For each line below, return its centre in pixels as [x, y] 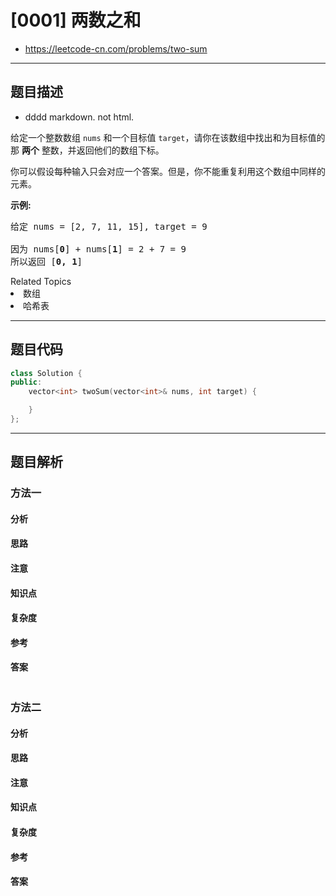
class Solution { [46, 373]
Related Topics [41, 281]
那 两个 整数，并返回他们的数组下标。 [87, 150]
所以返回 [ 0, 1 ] [46, 261]
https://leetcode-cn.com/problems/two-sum [116, 48]
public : [26, 382]
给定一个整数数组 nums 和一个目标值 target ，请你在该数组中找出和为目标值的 [168, 137]
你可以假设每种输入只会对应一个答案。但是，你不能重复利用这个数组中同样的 [168, 171]
